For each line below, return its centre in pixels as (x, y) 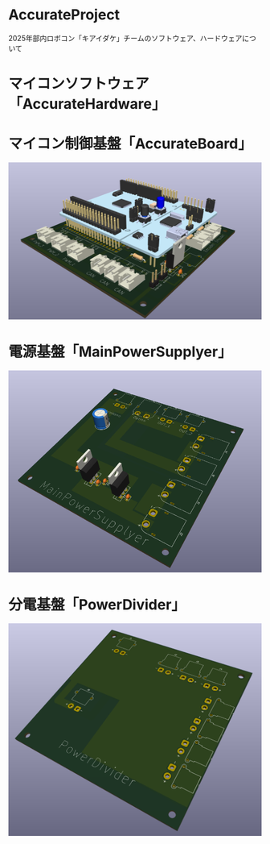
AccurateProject (64, 15)
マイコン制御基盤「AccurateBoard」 (131, 144)
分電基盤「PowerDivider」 (97, 604)
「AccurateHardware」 (87, 104)
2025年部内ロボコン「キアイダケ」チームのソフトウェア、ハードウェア (125, 38)
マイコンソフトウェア (79, 84)
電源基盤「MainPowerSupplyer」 (120, 351)
